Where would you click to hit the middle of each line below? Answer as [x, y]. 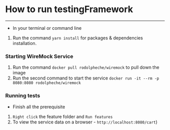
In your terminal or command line [47, 28]
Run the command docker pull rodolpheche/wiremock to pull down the [86, 67]
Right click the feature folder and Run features [62, 116]
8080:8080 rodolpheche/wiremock [47, 83]
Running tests [23, 96]
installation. [25, 43]
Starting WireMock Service [39, 56]
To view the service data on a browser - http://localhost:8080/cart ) [85, 122]
